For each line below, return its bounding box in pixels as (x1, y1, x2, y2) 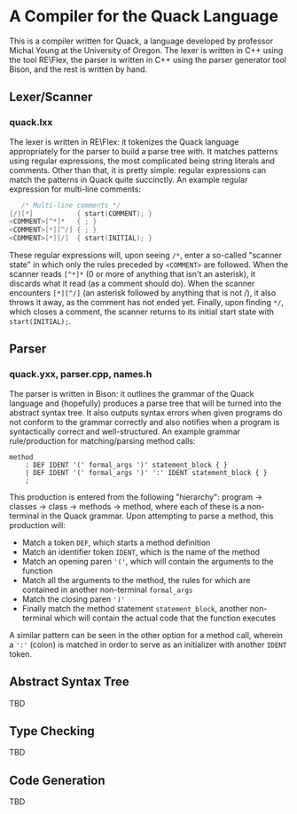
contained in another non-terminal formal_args (21, 584, 193, 595)
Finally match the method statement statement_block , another (21, 603, 248, 613)
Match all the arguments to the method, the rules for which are (21, 574, 251, 585)
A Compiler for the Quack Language (9, 6, 279, 27)
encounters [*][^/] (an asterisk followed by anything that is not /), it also (9, 288, 277, 298)
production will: (9, 519, 66, 530)
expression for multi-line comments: (9, 184, 142, 194)
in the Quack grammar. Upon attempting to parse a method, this (41, 510, 274, 521)
